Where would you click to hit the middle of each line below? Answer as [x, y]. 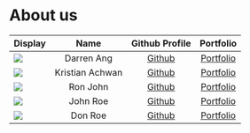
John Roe [89, 100]
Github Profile [161, 43]
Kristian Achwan [89, 72]
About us [43, 15]
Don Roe [88, 115]
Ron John [89, 86]
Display [30, 43]
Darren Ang [89, 58]
